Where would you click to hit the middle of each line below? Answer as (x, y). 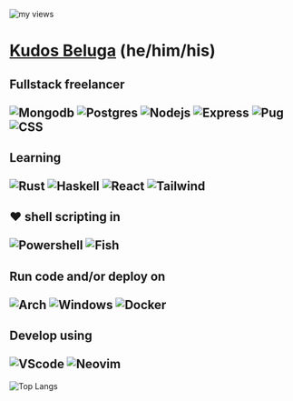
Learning (35, 158)
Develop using (51, 336)
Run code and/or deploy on (88, 276)
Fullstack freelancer (67, 84)
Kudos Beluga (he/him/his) (112, 51)
